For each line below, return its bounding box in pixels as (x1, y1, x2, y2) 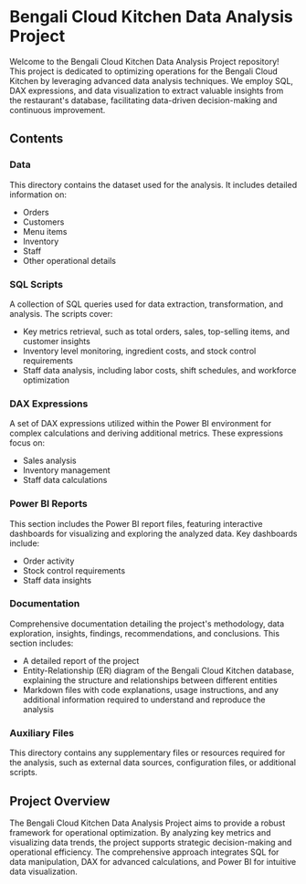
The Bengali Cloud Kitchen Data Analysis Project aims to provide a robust (9, 817, 286, 828)
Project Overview (9, 793, 111, 809)
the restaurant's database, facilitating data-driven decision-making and (9, 94, 278, 106)
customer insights (22, 335, 91, 346)
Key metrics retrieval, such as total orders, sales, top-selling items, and (22, 326, 290, 337)
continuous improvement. (9, 104, 106, 115)
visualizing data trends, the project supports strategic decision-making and (9, 837, 292, 847)
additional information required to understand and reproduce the (22, 694, 267, 705)
